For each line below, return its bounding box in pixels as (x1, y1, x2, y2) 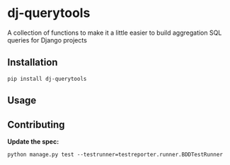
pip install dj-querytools (7, 75, 87, 82)
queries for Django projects (7, 35, 87, 44)
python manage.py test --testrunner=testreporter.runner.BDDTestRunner (7, 151, 223, 158)
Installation (7, 57, 58, 69)
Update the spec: (7, 137, 59, 146)
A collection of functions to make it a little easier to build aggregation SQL (7, 28, 222, 37)
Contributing (7, 118, 65, 130)
